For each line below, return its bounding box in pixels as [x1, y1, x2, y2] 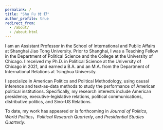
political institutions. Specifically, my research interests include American [5, 88, 152, 94]
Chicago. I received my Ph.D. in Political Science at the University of [5, 59, 142, 64]
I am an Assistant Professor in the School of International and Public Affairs [5, 43, 156, 49]
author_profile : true [5, 16, 49, 21]
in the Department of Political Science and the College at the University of [5, 53, 153, 59]
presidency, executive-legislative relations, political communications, [5, 94, 143, 99]
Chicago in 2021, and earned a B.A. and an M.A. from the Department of [5, 64, 150, 69]
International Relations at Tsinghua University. [5, 69, 97, 74]
